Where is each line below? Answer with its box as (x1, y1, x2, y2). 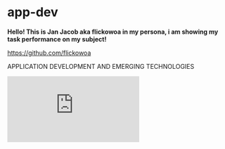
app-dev (7, 4, 58, 20)
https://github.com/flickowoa (7, 48, 91, 57)
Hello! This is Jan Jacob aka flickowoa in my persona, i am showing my (7, 27, 219, 36)
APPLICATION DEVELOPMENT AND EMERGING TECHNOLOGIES (7, 62, 195, 70)
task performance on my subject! (7, 34, 107, 43)
